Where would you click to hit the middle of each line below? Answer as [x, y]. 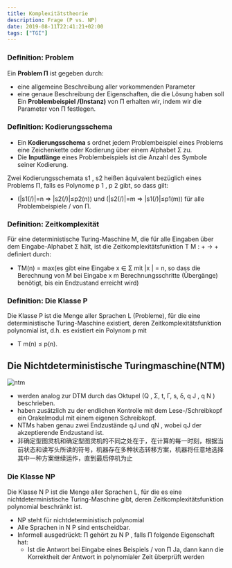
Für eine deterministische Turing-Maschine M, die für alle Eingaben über [110, 239]
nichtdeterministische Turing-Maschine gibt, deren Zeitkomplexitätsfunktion [115, 499]
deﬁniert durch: [29, 254]
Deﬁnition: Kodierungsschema [60, 127]
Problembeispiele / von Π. [54, 206]
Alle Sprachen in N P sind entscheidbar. [73, 527]
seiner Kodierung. [43, 164]
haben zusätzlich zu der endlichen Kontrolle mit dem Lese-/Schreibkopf [120, 411]
